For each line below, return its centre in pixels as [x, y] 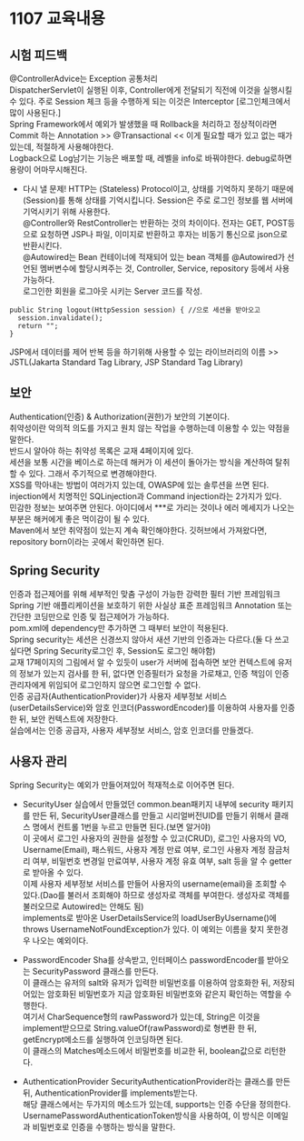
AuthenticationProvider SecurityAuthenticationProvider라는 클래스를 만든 [157, 1082]
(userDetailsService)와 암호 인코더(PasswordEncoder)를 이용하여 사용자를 [144, 707]
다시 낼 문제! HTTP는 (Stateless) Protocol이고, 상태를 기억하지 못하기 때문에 [158, 189]
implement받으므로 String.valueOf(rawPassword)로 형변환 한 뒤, [139, 1028]
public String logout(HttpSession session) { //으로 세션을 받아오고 [135, 310]
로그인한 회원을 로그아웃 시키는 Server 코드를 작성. [112, 291]
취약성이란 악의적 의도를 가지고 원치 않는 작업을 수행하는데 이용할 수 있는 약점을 [150, 427]
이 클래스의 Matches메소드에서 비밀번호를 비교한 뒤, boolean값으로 [142, 1051]
